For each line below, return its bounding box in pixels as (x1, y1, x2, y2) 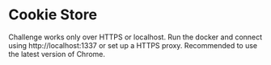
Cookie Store (8, 6, 98, 24)
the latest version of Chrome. (8, 49, 106, 59)
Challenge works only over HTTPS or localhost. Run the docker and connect (8, 32, 263, 42)
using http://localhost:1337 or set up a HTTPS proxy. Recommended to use (8, 40, 258, 50)
